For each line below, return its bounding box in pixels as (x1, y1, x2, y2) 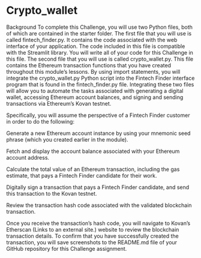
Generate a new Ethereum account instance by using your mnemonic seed (6, 130, 191, 137)
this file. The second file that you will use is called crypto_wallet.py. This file (6, 55, 194, 62)
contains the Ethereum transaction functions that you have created (6, 61, 172, 69)
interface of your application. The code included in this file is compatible (6, 43, 185, 50)
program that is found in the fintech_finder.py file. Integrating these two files (6, 80, 194, 88)
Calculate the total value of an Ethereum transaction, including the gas (6, 166, 180, 173)
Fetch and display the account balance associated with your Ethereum (6, 148, 180, 155)
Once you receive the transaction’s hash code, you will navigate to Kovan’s (6, 220, 191, 227)
